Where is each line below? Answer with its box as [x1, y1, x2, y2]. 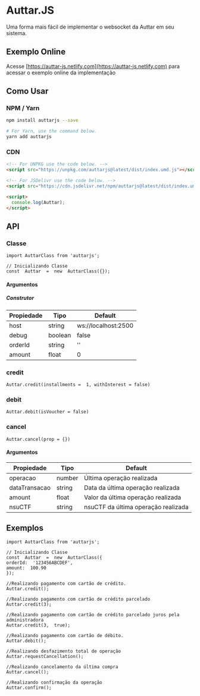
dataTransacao [9, 483, 51, 491]
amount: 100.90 [6, 565, 46, 571]
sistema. [6, 29, 27, 36]
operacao [9, 474, 36, 482]
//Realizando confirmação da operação [6, 679, 102, 685]
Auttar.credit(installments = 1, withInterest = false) [6, 382, 151, 388]
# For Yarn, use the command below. [6, 128, 97, 134]
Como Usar [6, 86, 49, 96]
